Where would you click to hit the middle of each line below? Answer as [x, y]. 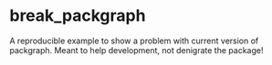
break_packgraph [78, 16]
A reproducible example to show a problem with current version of [134, 41]
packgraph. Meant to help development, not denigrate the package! [136, 50]
